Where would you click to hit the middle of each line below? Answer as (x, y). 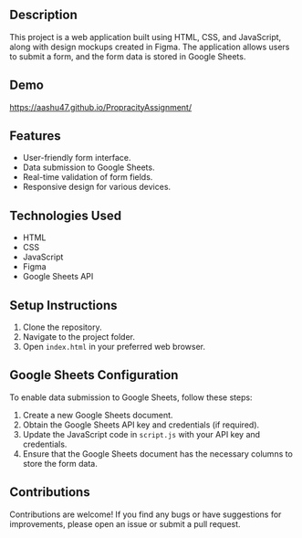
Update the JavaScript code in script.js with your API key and (141, 434)
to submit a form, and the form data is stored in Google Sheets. (128, 56)
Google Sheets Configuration (94, 375)
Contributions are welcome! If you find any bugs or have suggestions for (146, 514)
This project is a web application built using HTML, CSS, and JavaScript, (146, 37)
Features (35, 136)
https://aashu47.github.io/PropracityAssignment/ (101, 107)
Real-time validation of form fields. (88, 177)
